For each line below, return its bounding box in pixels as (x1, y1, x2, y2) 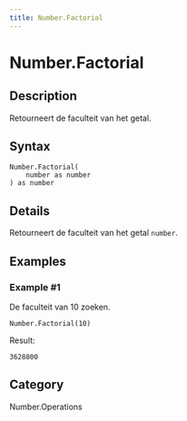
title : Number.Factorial (9, 13, 103, 23)
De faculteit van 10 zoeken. (9, 301, 111, 312)
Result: (9, 335, 35, 346)
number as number (25, 171, 92, 180)
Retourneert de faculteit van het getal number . (9, 228, 179, 239)
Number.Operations (9, 401, 84, 412)
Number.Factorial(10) (9, 318, 92, 328)
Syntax (9, 139, 51, 154)
